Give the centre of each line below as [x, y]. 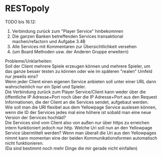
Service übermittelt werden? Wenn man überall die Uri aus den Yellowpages [81, 133]
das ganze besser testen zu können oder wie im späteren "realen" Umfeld [79, 71]
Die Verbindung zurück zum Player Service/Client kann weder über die [75, 92]
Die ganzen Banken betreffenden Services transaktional [67, 36]
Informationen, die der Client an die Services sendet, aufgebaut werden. [77, 102]
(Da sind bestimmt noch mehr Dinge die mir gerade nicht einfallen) [71, 148]
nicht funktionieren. [24, 143]
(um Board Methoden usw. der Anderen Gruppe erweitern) [70, 52]
